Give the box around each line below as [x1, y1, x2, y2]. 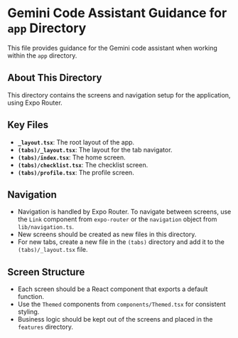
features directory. [17, 322, 73, 332]
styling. [17, 307, 40, 316]
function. [17, 292, 45, 301]
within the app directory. [7, 51, 77, 60]
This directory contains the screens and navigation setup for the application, [7, 90, 231, 99]
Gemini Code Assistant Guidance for [7, 5, 227, 21]
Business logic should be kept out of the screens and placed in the [17, 315, 213, 324]
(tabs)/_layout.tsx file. [17, 245, 88, 254]
